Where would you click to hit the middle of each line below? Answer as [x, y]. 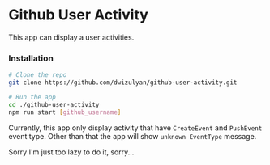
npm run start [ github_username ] [65, 112]
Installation [31, 58]
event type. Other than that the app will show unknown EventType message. [133, 136]
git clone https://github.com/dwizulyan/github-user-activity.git [123, 82]
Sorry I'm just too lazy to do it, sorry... [71, 152]
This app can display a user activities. [71, 37]
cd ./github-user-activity [54, 104]
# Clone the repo [38, 75]
